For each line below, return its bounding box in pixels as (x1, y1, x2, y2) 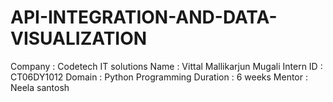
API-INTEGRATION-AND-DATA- (10, 6, 278, 29)
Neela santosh (10, 81, 70, 93)
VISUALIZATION (10, 27, 148, 50)
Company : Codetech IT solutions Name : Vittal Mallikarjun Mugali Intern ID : (10, 60, 323, 72)
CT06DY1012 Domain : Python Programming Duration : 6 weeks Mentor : (10, 71, 308, 83)
